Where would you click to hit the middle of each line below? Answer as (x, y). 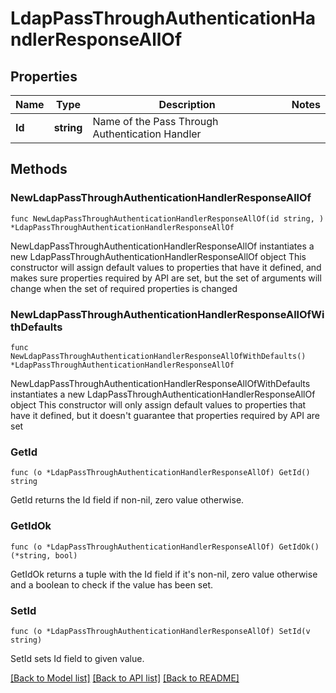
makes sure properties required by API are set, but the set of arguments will (166, 278)
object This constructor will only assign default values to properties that (158, 404)
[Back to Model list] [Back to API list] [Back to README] (125, 678)
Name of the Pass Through (155, 121)
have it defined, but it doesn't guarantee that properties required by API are (165, 415)
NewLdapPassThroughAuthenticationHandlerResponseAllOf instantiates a (162, 246)
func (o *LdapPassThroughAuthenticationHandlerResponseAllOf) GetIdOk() (165, 547)
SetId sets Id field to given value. (77, 658)
